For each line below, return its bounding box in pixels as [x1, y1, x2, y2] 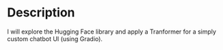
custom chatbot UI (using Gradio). [7, 34, 103, 42]
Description [7, 5, 75, 21]
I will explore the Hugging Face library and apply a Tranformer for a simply [7, 27, 217, 36]
